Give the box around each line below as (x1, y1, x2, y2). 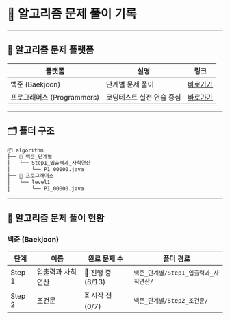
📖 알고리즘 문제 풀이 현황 (7, 212, 105, 224)
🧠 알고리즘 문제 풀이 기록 (7, 6, 137, 22)
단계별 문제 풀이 (105, 80, 154, 89)
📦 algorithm (7, 147, 44, 154)
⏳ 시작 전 (84, 290, 112, 300)
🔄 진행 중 (84, 268, 112, 278)
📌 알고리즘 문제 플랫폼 (7, 44, 94, 56)
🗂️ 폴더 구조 (7, 125, 55, 137)
